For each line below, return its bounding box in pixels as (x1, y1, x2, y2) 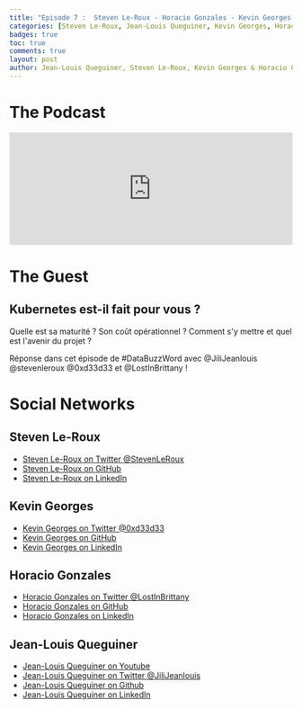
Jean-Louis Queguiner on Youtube (22, 660, 151, 671)
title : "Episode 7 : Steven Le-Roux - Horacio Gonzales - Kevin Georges (9, 13, 292, 22)
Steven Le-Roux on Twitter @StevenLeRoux (22, 453, 184, 464)
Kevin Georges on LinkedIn (22, 542, 123, 552)
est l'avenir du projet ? (9, 335, 92, 346)
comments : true (9, 47, 67, 56)
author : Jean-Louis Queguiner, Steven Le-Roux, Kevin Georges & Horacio (9, 64, 288, 73)
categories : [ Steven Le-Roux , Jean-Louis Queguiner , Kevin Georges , (9, 22, 271, 31)
